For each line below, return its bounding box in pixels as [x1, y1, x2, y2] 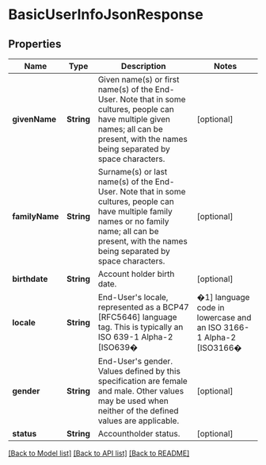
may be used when [97, 395, 169, 406]
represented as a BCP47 [97, 302, 190, 313]
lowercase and [196, 312, 252, 323]
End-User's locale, [97, 292, 169, 302]
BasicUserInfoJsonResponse [8, 6, 203, 24]
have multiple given [97, 113, 171, 125]
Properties [8, 37, 62, 51]
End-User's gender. [97, 355, 173, 367]
